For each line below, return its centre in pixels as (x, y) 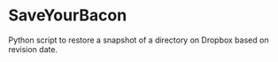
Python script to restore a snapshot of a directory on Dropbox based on (139, 40)
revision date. (33, 49)
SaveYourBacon (68, 15)
